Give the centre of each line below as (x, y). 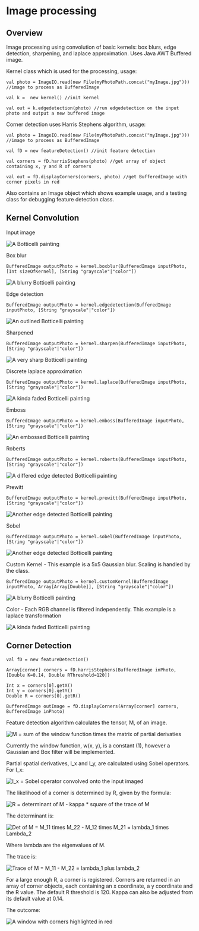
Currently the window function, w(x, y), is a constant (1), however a (88, 745)
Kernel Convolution (43, 218)
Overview (25, 33)
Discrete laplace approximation (44, 371)
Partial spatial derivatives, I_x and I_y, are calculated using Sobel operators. (98, 763)
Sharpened (20, 332)
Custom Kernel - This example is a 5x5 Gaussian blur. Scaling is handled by (98, 564)
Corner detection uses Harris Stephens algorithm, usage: (76, 124)
